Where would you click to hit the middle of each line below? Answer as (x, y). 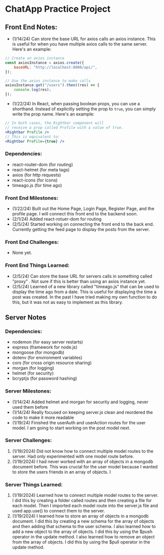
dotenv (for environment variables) (47, 358)
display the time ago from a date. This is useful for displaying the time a (84, 292)
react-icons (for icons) (35, 180)
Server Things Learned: (34, 485)
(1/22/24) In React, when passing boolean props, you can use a (76, 104)
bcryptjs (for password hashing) (45, 378)
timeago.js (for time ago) (37, 185)
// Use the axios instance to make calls (48, 81)
